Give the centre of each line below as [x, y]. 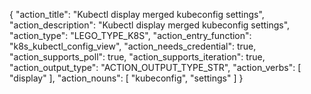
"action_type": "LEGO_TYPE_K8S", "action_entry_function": [130, 35]
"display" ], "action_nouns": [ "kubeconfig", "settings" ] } [126, 78]
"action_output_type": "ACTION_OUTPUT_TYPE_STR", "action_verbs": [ [155, 67]
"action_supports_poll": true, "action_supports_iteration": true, [137, 57]
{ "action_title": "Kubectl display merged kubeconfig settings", [137, 14]
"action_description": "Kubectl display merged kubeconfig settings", [150, 25]
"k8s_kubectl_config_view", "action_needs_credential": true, [133, 46]
